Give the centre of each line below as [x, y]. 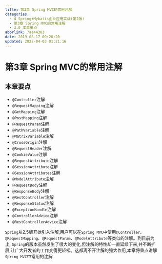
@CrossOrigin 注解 [30, 142]
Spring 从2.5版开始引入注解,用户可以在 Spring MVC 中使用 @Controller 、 [75, 232]
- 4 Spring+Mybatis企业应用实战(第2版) [47, 19]
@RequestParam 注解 [31, 124]
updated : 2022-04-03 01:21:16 [36, 42]
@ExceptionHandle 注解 [34, 209]
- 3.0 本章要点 [23, 28]
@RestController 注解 [33, 197]
